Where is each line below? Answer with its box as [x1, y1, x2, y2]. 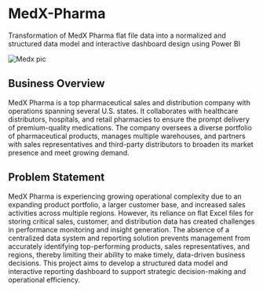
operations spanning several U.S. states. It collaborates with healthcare [8, 106, 239, 115]
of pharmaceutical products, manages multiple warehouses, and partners [8, 131, 246, 141]
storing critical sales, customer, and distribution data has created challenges [8, 217, 255, 226]
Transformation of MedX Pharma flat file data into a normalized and [8, 31, 226, 40]
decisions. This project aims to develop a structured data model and [8, 258, 228, 268]
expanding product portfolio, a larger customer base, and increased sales [8, 199, 246, 209]
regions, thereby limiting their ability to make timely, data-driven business [8, 250, 246, 259]
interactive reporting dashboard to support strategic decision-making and [8, 266, 247, 276]
